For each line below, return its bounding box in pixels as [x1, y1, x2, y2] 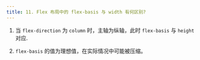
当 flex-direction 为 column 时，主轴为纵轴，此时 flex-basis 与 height [15, 26, 194, 34]
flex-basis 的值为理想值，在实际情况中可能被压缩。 [15, 47, 147, 54]
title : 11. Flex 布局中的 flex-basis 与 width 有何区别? [6, 9, 146, 15]
